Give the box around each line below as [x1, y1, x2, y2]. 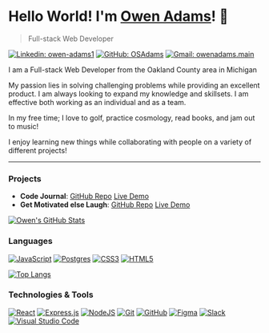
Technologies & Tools [8, 289, 94, 300]
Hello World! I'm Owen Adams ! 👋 [8, 7, 229, 26]
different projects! [8, 145, 67, 155]
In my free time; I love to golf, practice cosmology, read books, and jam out [8, 112, 255, 123]
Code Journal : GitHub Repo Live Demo [19, 192, 150, 201]
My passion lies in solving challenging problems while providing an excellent [8, 80, 260, 90]
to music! [8, 121, 39, 131]
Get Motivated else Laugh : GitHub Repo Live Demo [19, 200, 191, 209]
